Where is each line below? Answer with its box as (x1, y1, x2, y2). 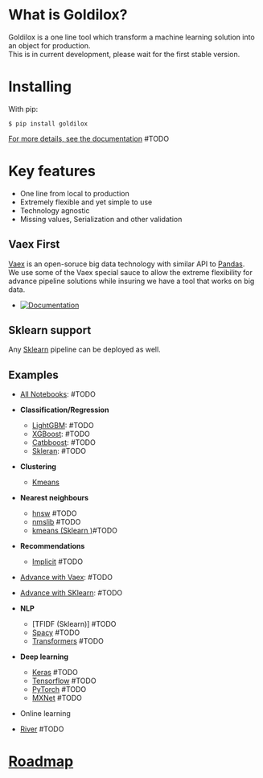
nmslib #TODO (31, 517, 81, 527)
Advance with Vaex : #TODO (19, 573, 113, 582)
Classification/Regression (19, 405, 109, 415)
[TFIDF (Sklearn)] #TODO (31, 620, 117, 629)
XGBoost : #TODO (31, 429, 91, 439)
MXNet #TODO (31, 694, 83, 703)
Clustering (19, 462, 56, 471)
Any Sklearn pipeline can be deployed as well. (8, 344, 161, 355)
